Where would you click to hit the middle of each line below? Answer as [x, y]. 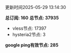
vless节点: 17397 [29, 28]
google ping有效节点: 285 [32, 45]
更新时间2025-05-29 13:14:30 [35, 7]
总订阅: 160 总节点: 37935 [32, 18]
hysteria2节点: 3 [29, 34]
